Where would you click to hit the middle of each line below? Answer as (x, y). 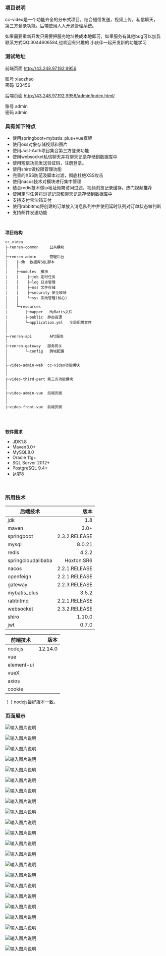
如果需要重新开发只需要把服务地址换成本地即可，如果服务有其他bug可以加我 (83, 36)
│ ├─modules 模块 (27, 272)
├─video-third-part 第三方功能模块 (39, 379)
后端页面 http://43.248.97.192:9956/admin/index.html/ (60, 96)
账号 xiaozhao (19, 79)
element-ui (21, 665)
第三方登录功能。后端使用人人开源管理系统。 (51, 26)
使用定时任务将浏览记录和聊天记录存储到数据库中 (62, 194)
